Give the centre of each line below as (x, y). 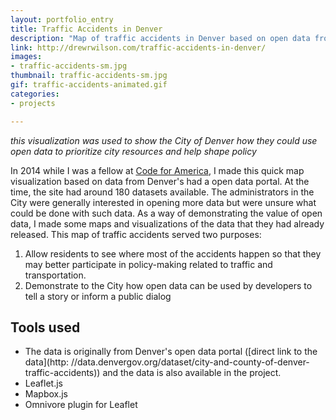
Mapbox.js (46, 394)
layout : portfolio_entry (62, 19)
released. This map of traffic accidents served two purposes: (136, 234)
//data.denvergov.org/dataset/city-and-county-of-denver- (190, 362)
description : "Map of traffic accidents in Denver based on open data (160, 38)
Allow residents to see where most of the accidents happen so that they (173, 253)
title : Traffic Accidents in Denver (86, 29)
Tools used (45, 327)
